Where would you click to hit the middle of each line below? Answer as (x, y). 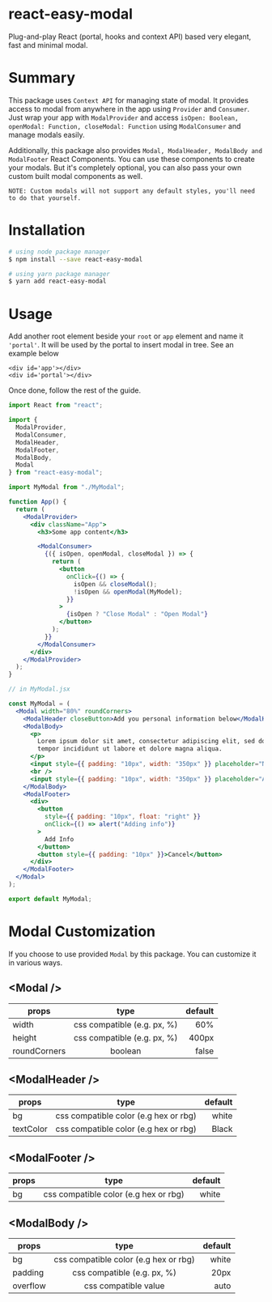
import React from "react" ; (56, 406)
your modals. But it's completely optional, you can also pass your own (125, 168)
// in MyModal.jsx (39, 689)
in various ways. (36, 962)
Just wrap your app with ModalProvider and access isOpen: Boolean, (123, 117)
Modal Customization (82, 931)
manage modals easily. (47, 134)
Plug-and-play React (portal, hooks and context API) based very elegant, (130, 36)
